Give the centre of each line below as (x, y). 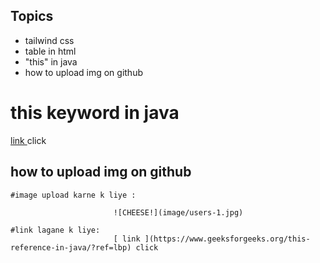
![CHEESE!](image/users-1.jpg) (178, 212)
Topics (32, 16)
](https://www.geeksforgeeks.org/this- (227, 239)
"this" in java (51, 61)
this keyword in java (95, 113)
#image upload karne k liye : (73, 195)
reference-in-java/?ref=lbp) (71, 247)
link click (28, 140)
